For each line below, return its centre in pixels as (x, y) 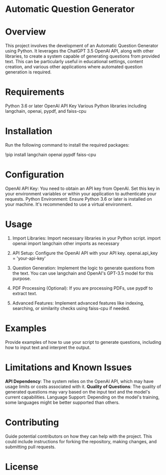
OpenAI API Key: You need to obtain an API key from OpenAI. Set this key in (83, 188)
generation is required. (28, 72)
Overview (26, 32)
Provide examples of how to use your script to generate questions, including (83, 342)
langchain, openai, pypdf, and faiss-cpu (46, 111)
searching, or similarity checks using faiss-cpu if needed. (71, 308)
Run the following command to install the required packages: (67, 145)
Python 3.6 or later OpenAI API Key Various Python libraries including (76, 106)
